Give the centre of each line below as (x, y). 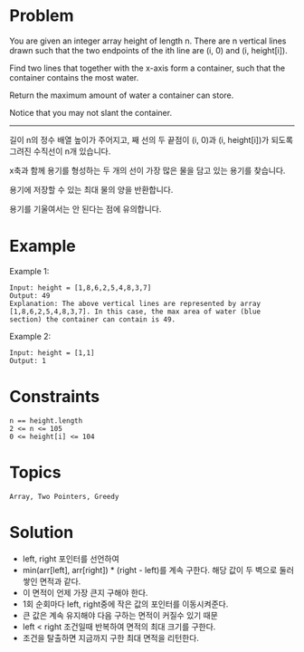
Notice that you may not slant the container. (91, 112)
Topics (35, 473)
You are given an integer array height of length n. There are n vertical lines (148, 41)
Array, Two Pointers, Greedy (64, 496)
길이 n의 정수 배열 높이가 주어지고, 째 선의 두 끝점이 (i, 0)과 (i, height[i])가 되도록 (152, 139)
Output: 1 (28, 360)
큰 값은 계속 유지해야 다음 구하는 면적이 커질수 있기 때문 (120, 615)
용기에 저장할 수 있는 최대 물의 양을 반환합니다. (91, 189)
